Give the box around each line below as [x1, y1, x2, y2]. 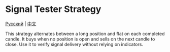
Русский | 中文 [5, 20, 37, 26]
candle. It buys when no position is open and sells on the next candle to [5, 36, 155, 42]
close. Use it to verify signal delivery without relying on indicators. [5, 41, 144, 47]
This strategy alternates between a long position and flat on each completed [5, 30, 165, 36]
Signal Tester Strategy [5, 3, 101, 15]
